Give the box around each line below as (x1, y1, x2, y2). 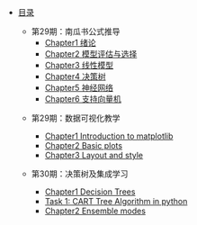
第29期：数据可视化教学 (31, 112, 121, 123)
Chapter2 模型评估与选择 (44, 49, 138, 59)
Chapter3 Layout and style (44, 150, 144, 160)
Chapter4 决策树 (44, 71, 106, 82)
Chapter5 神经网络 (44, 83, 114, 93)
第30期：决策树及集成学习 (31, 168, 129, 179)
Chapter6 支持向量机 (44, 94, 121, 104)
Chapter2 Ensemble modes (44, 205, 147, 216)
